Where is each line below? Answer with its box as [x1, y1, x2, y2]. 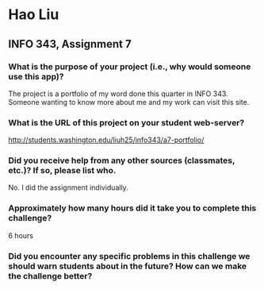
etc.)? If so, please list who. [8, 165, 117, 176]
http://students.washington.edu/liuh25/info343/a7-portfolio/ [8, 135, 205, 144]
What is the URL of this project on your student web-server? [8, 117, 245, 128]
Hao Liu [8, 6, 59, 24]
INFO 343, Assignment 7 [8, 37, 132, 51]
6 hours [8, 230, 34, 240]
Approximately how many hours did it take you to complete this [8, 202, 257, 214]
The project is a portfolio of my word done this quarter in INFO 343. [8, 89, 228, 98]
